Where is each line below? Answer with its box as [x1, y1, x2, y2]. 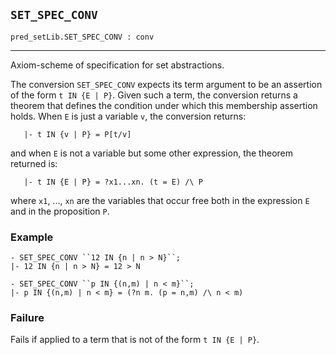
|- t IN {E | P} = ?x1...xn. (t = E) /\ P [23, 177, 203, 187]
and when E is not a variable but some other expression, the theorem [10, 147, 293, 159]
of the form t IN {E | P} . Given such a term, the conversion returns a [10, 89, 298, 101]
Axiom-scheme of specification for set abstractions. [10, 59, 225, 71]
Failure [10, 311, 45, 325]
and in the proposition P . [10, 205, 110, 217]
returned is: [10, 157, 58, 169]
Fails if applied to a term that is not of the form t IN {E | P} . [10, 334, 260, 346]
